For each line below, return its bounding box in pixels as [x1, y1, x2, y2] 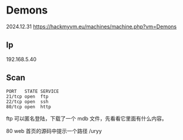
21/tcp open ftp [6, 94, 49, 99]
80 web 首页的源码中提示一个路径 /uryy [6, 127, 102, 134]
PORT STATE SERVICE [6, 88, 59, 94]
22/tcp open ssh [6, 98, 49, 105]
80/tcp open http [6, 104, 51, 109]
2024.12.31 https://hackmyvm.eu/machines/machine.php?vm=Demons [6, 23, 177, 30]
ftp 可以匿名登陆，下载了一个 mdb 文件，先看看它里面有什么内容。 [6, 115, 168, 122]
